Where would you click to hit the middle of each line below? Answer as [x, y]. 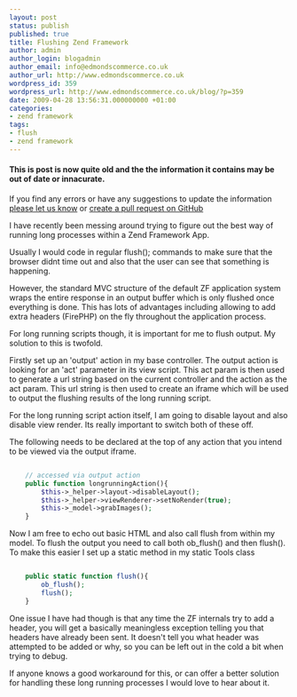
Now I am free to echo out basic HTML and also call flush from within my [142, 534]
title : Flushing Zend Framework [69, 42]
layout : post [33, 17]
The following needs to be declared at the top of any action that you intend [145, 441]
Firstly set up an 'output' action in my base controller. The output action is [144, 360]
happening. [30, 271]
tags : [19, 125]
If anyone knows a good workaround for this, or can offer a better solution [144, 673]
